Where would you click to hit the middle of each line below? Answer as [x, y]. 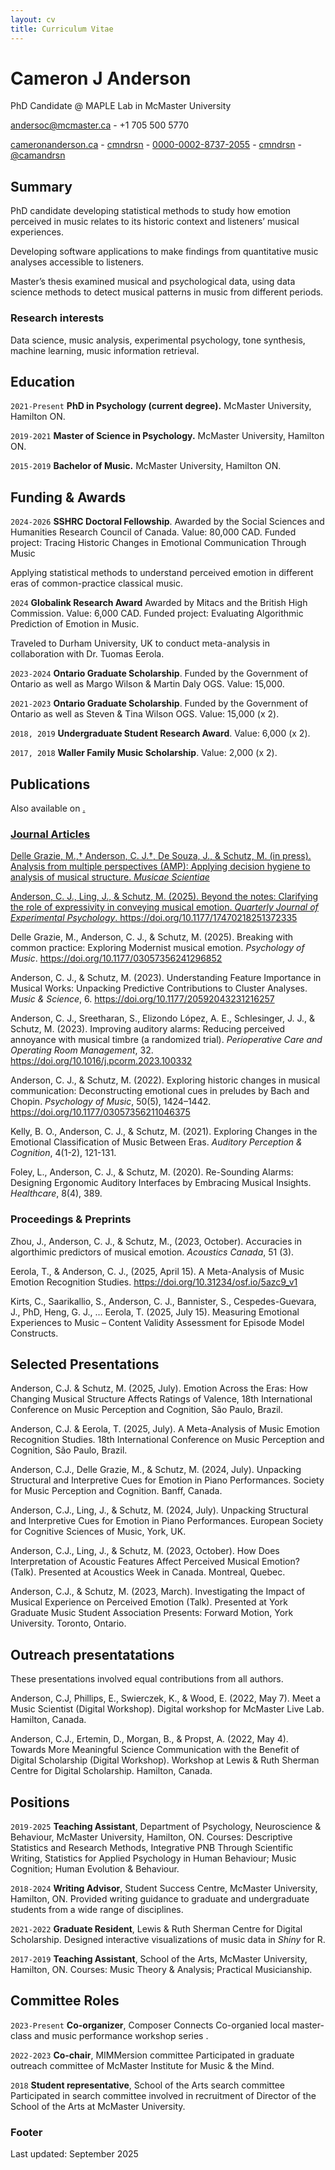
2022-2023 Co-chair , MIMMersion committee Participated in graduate [152, 2055]
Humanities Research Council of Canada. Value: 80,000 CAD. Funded [153, 532]
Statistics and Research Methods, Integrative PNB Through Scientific [152, 1848]
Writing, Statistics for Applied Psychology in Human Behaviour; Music [153, 1858]
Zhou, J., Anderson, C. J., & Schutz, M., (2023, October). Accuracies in [156, 1241]
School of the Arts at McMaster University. [98, 2106]
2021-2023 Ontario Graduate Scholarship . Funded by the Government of [159, 703]
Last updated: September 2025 [74, 2154]
